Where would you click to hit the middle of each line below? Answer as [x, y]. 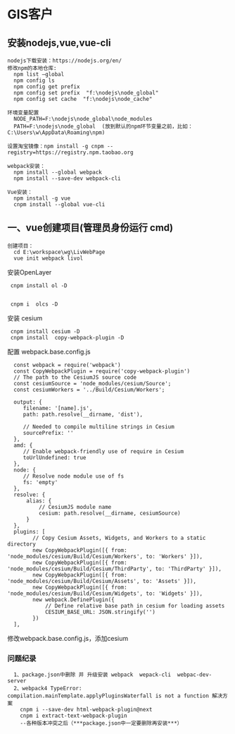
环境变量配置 [23, 113]
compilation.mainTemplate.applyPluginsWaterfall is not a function [108, 696]
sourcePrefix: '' [48, 433]
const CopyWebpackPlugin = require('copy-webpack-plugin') [102, 371]
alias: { [39, 501]
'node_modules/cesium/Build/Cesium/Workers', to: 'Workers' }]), [105, 556]
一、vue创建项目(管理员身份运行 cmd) [90, 228]
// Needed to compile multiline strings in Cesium [99, 427]
